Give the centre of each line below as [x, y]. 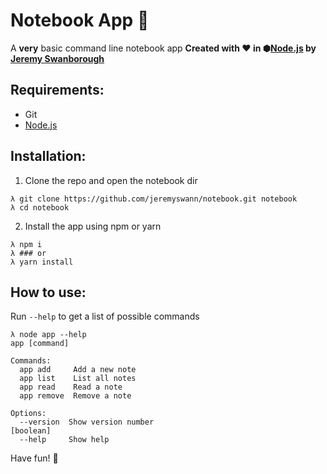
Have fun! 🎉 [34, 458]
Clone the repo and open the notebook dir [111, 180]
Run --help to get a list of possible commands [105, 316]
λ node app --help [48, 335]
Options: [28, 414]
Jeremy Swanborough [57, 58]
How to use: [48, 292]
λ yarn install [42, 262]
